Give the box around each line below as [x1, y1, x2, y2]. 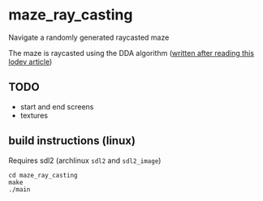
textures [19, 110, 49, 120]
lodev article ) [8, 57, 53, 66]
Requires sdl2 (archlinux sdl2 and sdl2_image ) [8, 156, 162, 165]
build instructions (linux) [8, 134, 136, 148]
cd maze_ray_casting [8, 171, 79, 179]
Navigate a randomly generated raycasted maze [8, 32, 170, 42]
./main [8, 185, 31, 194]
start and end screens [19, 101, 94, 111]
